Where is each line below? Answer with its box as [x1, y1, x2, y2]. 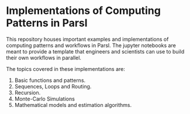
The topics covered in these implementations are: [6, 65, 126, 72]
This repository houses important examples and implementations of [6, 35, 169, 42]
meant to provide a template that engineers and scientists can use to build [6, 48, 185, 55]
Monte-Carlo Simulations [14, 95, 75, 102]
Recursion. [14, 89, 41, 96]
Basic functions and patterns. [14, 77, 86, 84]
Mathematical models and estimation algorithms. [14, 101, 132, 108]
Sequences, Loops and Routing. [14, 83, 92, 90]
